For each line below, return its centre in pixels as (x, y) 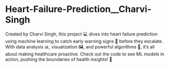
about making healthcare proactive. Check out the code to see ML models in (85, 54)
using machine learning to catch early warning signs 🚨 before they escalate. (84, 41)
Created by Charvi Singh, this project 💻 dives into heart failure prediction (81, 34)
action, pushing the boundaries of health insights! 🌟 (59, 59)
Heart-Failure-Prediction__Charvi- (78, 9)
